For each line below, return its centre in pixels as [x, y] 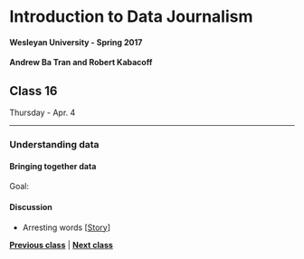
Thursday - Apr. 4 [43, 113]
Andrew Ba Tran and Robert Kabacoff [81, 62]
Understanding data [54, 145]
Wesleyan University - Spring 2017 [76, 42]
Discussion [31, 206]
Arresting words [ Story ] [66, 227]
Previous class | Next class [61, 245]
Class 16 [33, 91]
